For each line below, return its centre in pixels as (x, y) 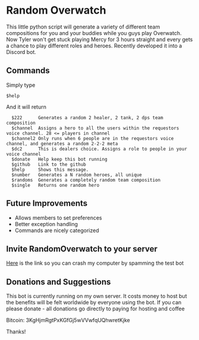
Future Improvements (47, 203)
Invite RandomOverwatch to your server (82, 249)
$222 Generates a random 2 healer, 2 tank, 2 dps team (87, 117)
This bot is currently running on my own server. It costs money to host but (97, 296)
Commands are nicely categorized (57, 230)
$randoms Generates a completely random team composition (86, 180)
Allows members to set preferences (58, 218)
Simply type (21, 85)
